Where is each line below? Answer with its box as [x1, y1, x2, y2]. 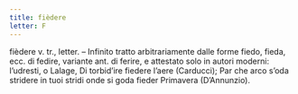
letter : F [9, 21, 47, 30]
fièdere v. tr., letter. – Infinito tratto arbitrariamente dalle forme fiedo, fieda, [9, 46, 286, 56]
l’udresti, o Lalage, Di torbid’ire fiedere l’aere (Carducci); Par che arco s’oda [9, 64, 289, 76]
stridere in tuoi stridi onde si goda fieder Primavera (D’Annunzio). [9, 74, 251, 85]
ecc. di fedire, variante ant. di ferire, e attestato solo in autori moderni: [9, 56, 269, 66]
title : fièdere [9, 13, 67, 22]
